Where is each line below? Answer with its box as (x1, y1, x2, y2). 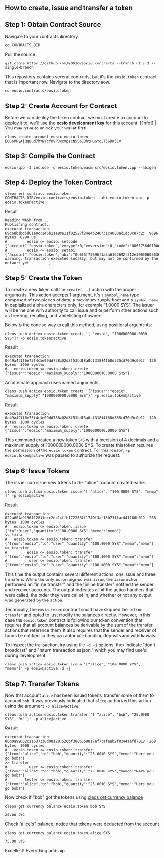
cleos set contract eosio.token (5, 191, 71, 196)
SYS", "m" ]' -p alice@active (5, 717, 67, 722)
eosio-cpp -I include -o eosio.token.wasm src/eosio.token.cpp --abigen (5, 165, 156, 170)
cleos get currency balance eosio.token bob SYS (5, 804, 106, 809)
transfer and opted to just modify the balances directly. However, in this (5, 612, 150, 618)
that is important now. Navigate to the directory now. (5, 79, 111, 85)
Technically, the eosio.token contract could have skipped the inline (5, 607, 143, 613)
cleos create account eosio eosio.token (5, 134, 89, 140)
